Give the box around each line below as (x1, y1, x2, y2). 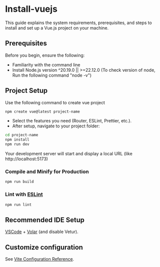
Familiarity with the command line (12, 61, 80, 67)
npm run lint (5, 202, 32, 207)
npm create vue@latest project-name (5, 109, 80, 114)
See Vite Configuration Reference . (5, 256, 75, 262)
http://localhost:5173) (5, 156, 48, 162)
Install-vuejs (5, 3, 58, 15)
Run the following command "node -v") (12, 72, 92, 78)
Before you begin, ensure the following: (5, 52, 85, 58)
